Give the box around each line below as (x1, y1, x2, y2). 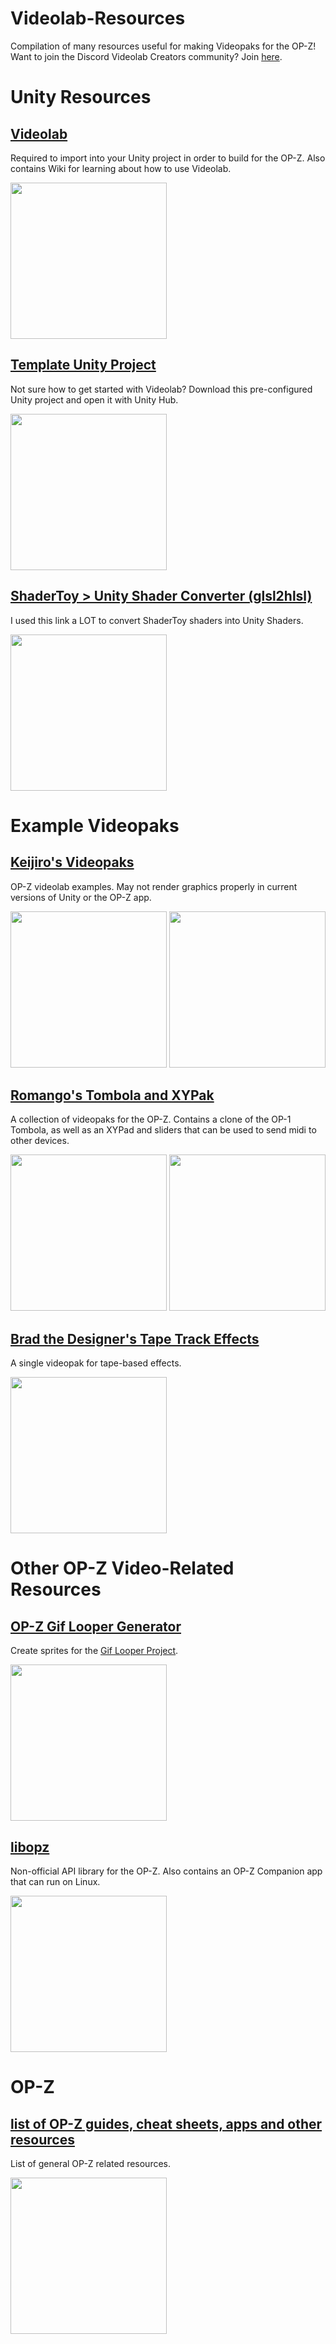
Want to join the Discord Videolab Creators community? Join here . (10, 50, 283, 62)
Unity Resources (10, 86, 152, 109)
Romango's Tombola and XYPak (10, 1087, 215, 1104)
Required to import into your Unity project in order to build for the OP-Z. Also (10, 152, 326, 164)
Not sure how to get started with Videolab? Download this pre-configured (10, 383, 313, 395)
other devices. (10, 1135, 70, 1147)
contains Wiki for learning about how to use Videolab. (10, 162, 232, 174)
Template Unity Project (10, 357, 157, 374)
